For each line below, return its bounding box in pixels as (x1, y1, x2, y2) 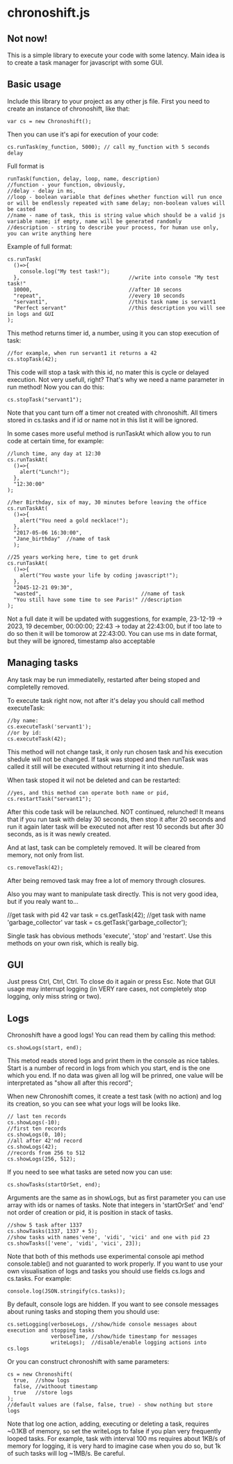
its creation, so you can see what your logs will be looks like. (7, 1099, 181, 1108)
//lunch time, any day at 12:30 (7, 450, 101, 457)
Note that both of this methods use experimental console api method (7, 1252, 204, 1261)
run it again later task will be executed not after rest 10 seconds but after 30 (7, 822, 224, 831)
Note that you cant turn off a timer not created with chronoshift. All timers (7, 408, 218, 417)
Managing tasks (7, 657, 79, 669)
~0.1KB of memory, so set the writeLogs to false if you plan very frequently (7, 1427, 221, 1435)
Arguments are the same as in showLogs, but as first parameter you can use (7, 1193, 226, 1202)
